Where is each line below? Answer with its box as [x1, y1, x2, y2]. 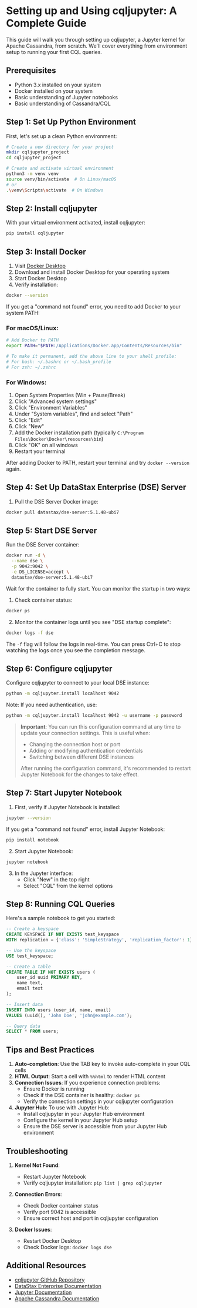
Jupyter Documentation [14, 1289, 72, 1296]
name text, [16, 980, 43, 986]
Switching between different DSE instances [29, 753, 134, 760]
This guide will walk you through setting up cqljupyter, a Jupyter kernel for [6, 36, 186, 43]
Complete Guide [6, 16, 87, 30]
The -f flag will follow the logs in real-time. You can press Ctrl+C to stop [6, 640, 181, 648]
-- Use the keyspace [6, 947, 57, 953]
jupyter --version [6, 815, 51, 821]
